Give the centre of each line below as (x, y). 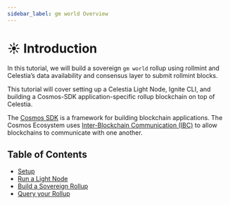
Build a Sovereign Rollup (53, 186)
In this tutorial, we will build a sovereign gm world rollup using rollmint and (114, 68)
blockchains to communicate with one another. (75, 132)
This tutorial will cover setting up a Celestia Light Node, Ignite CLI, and (109, 89)
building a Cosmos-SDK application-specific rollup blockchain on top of (111, 96)
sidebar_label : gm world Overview (58, 14)
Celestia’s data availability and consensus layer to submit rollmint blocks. (113, 75)
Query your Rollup (44, 194)
